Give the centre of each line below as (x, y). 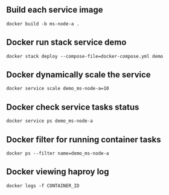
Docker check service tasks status (73, 107)
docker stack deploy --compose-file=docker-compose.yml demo (85, 56)
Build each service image (55, 10)
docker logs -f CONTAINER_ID (43, 186)
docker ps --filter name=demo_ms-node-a (58, 153)
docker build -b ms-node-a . (43, 24)
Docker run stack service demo (66, 43)
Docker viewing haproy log (58, 172)
